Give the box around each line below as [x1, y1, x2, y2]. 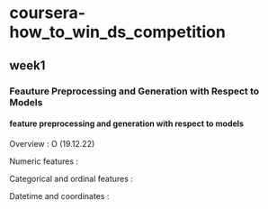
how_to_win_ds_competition [9, 22, 227, 42]
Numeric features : [9, 156, 79, 167]
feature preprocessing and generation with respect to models [9, 118, 245, 129]
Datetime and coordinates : [9, 190, 110, 201]
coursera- [9, 3, 86, 23]
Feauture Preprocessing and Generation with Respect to [9, 85, 260, 97]
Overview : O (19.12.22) [9, 138, 95, 149]
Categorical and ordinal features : [9, 173, 133, 184]
